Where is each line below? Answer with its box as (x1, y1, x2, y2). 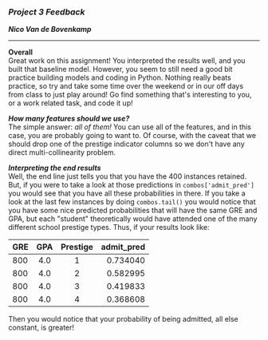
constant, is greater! (8, 322, 74, 333)
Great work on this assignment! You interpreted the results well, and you (8, 56, 246, 65)
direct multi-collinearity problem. (8, 148, 116, 157)
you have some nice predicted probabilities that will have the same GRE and (8, 206, 258, 215)
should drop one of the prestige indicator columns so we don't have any (8, 139, 245, 149)
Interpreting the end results (8, 163, 101, 173)
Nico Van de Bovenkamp (8, 25, 92, 34)
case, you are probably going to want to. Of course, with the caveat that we (8, 131, 257, 140)
